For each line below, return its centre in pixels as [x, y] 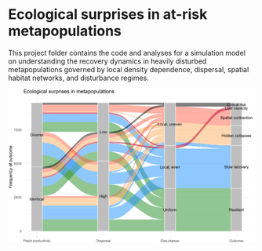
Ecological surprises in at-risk [108, 15]
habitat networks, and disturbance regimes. [78, 78]
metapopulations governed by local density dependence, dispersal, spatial [129, 69]
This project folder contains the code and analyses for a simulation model [127, 53]
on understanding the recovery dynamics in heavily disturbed [107, 61]
